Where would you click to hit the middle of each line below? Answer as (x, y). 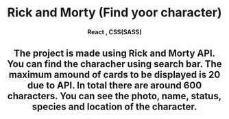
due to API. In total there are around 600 (114, 86)
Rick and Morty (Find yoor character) (114, 13)
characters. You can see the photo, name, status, (114, 96)
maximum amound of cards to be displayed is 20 (114, 75)
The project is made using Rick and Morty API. (114, 54)
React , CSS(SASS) (114, 31)
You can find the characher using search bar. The (114, 64)
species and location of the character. (114, 107)
